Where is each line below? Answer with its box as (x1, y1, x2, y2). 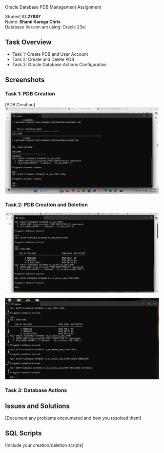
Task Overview (5, 38, 52, 46)
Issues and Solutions (5, 402, 70, 410)
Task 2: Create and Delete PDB (12, 56, 75, 62)
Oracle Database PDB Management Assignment (5, 4, 102, 10)
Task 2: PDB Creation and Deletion (5, 201, 88, 208)
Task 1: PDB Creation (5, 91, 55, 97)
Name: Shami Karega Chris (5, 19, 61, 24)
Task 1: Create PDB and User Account (12, 51, 88, 57)
